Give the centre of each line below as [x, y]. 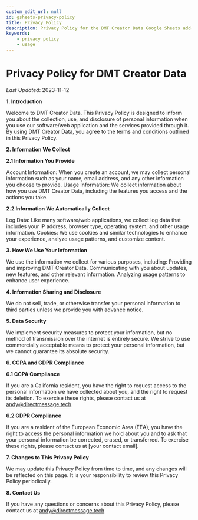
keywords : [18, 34]
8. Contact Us [23, 492]
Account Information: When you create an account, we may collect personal [98, 172]
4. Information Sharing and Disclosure [54, 292]
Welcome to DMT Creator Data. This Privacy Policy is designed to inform [94, 113]
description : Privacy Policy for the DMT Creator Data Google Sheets [93, 28]
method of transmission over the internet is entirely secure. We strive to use [98, 338]
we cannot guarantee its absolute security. [58, 351]
